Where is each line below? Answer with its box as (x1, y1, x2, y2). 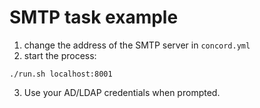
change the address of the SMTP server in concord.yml (23, 39, 251, 51)
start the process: (23, 49, 97, 61)
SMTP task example (9, 6, 179, 29)
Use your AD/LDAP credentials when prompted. (23, 86, 221, 98)
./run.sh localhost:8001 (9, 69, 113, 79)
